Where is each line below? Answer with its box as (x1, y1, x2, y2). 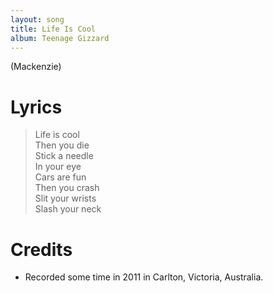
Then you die (34, 139, 90, 151)
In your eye (34, 161, 82, 173)
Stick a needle (34, 150, 94, 162)
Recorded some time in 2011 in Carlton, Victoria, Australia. (24, 271, 264, 283)
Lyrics (10, 96, 63, 118)
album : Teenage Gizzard (10, 33, 110, 43)
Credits (10, 238, 73, 261)
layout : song (10, 14, 65, 25)
